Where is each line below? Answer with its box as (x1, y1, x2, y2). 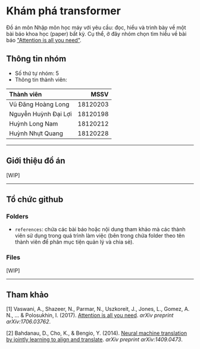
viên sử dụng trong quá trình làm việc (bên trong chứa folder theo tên (14, 232, 185, 239)
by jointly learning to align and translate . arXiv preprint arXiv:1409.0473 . (6, 336, 183, 343)
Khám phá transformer (6, 4, 121, 18)
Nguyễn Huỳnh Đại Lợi (9, 110, 73, 118)
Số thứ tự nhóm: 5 (14, 70, 60, 77)
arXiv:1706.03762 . (6, 318, 51, 325)
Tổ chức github (6, 194, 64, 204)
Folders (6, 212, 29, 220)
